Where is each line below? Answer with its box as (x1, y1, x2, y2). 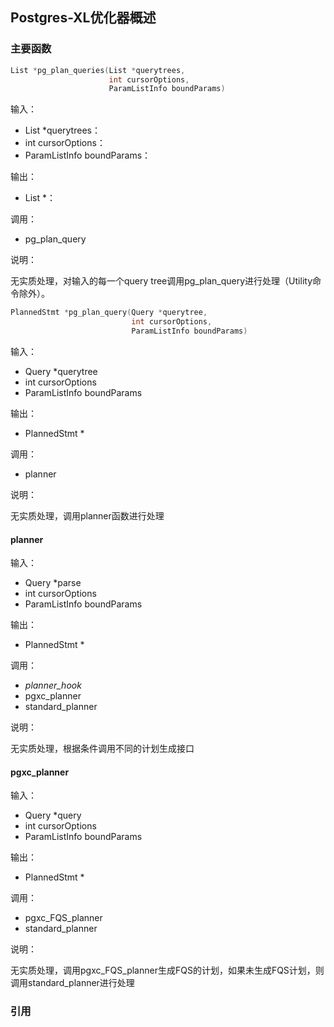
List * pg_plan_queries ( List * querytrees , (10, 65, 186, 75)
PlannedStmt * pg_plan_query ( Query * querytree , (10, 308, 208, 318)
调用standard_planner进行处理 (10, 977, 135, 989)
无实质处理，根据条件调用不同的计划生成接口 (10, 743, 195, 755)
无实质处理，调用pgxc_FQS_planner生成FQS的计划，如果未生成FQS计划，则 (10, 964, 325, 977)
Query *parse (24, 577, 82, 589)
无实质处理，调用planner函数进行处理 (10, 509, 165, 522)
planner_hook (24, 679, 82, 692)
